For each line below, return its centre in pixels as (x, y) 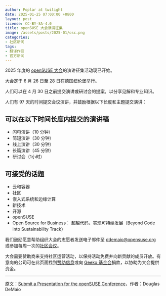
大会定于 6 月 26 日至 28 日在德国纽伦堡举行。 (52, 81)
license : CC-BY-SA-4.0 (28, 24)
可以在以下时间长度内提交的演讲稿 (57, 119)
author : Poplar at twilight (34, 10)
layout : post (19, 19)
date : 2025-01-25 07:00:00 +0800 (40, 14)
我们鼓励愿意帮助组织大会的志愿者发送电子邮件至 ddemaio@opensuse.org (81, 240)
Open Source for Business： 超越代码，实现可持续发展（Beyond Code (84, 223)
